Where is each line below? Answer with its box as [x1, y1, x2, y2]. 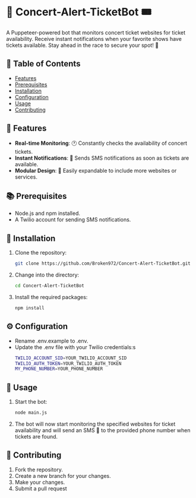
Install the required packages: [14, 293, 88, 300]
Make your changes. [14, 478, 65, 486]
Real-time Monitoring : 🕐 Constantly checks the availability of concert [14, 139, 188, 147]
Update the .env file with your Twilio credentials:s [14, 343, 136, 351]
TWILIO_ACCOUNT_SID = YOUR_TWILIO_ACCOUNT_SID [14, 355, 127, 361]
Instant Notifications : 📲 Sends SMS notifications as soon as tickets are [14, 154, 189, 161]
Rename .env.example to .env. [14, 337, 88, 344]
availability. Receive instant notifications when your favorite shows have [6, 35, 182, 42]
